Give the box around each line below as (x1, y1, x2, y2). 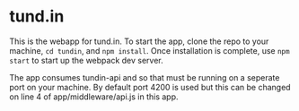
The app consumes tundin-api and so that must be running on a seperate (9, 72, 280, 82)
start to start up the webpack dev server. (9, 55, 163, 65)
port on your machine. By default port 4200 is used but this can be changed (9, 81, 291, 92)
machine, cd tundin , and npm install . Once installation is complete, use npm (9, 45, 290, 55)
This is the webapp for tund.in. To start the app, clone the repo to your (9, 36, 269, 47)
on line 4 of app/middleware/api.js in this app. (9, 91, 179, 102)
